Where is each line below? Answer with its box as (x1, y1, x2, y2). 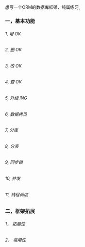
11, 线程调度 (5, 191, 28, 197)
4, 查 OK (5, 79, 22, 85)
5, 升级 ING (5, 95, 28, 101)
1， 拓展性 (5, 221, 25, 226)
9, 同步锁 (5, 159, 23, 165)
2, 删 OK (5, 47, 22, 53)
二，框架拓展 (5, 208, 35, 215)
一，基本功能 (5, 18, 35, 24)
